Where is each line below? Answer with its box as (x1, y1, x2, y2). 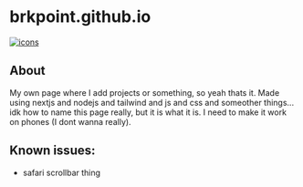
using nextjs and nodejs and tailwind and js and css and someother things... (9, 97, 295, 108)
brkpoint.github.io (9, 6, 151, 27)
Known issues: (9, 143, 96, 159)
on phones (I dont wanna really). (9, 116, 131, 127)
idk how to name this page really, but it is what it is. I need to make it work (9, 107, 287, 118)
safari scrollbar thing (22, 167, 101, 178)
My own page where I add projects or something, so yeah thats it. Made (9, 87, 280, 98)
